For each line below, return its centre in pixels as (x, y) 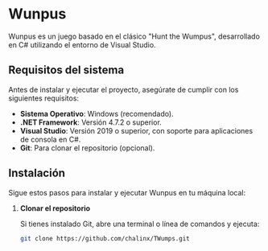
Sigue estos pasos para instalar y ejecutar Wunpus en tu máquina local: (127, 192)
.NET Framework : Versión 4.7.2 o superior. (91, 122)
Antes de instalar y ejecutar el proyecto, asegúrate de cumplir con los (124, 89)
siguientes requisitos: (43, 98)
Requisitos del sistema (66, 70)
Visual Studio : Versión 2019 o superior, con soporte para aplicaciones (136, 130)
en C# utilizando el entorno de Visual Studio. (82, 44)
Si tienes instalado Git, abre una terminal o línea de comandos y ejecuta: (140, 224)
